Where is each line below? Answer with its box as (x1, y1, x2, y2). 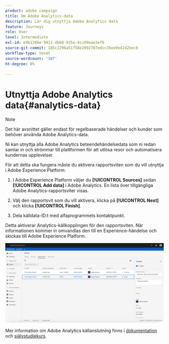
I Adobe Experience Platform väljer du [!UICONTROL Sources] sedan (12, 177, 156, 183)
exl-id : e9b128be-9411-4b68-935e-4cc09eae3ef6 (5, 40, 105, 45)
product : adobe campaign (5, 8, 57, 13)
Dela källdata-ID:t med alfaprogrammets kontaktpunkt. (12, 212, 125, 219)
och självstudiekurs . (5, 333, 47, 339)
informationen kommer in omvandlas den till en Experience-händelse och (5, 227, 157, 234)
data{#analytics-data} (5, 100, 101, 111)
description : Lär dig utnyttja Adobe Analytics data (5, 19, 118, 24)
